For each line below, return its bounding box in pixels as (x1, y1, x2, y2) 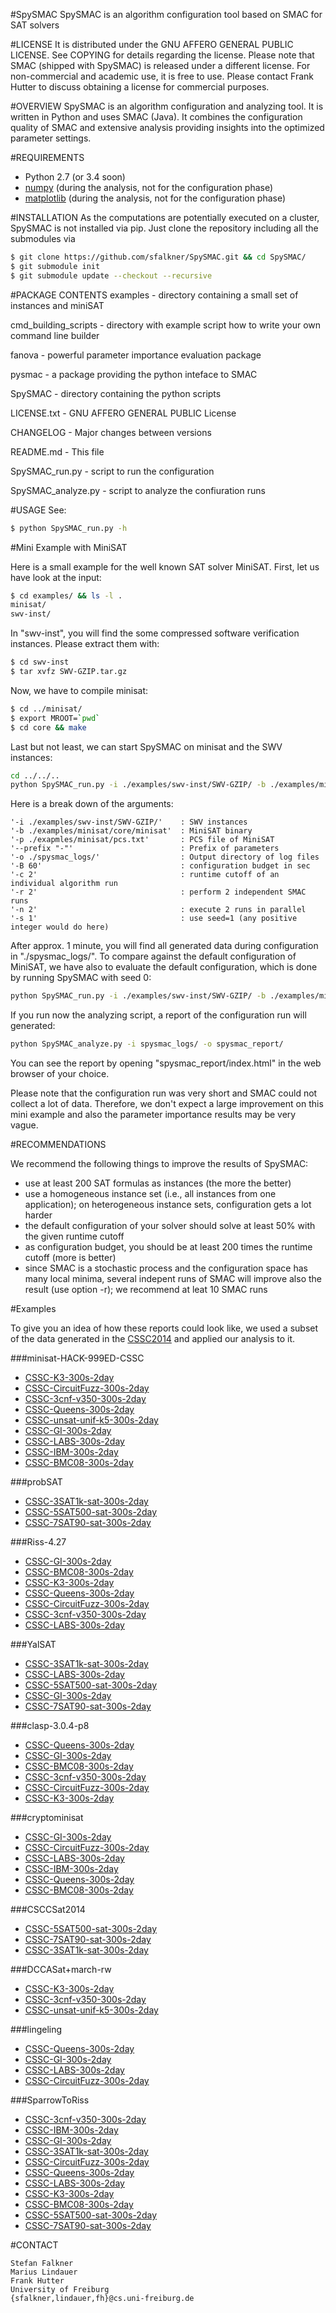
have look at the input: (10, 571, 102, 583)
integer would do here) (10, 922, 110, 933)
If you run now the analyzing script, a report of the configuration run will (10, 1009, 307, 1021)
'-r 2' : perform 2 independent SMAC (10, 887, 307, 898)
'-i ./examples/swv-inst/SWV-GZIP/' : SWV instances (10, 817, 248, 828)
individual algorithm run (10, 879, 118, 889)
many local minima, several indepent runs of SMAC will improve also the (24, 1273, 323, 1284)
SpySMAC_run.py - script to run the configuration (10, 465, 215, 477)
